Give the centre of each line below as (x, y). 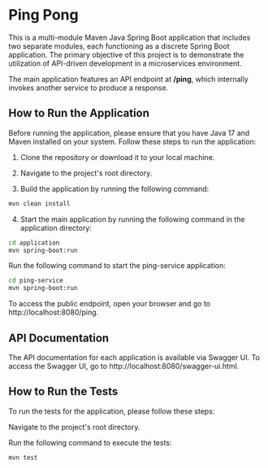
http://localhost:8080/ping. (54, 312)
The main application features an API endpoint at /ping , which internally (129, 79)
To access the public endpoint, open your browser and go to (110, 304)
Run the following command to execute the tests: (90, 442)
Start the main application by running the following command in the (132, 219)
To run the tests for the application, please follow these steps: (112, 411)
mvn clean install (39, 204)
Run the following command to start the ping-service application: (117, 266)
